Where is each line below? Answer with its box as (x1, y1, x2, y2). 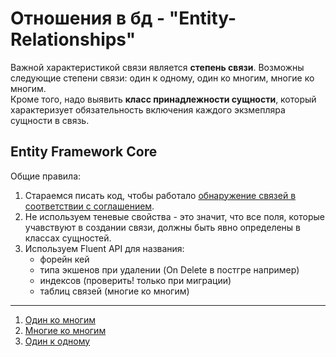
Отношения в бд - (10, 7, 166, 30)
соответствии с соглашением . (24, 200, 155, 212)
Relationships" (10, 28, 137, 51)
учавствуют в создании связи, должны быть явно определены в (24, 221, 301, 233)
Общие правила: (10, 170, 82, 182)
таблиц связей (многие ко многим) (39, 285, 190, 297)
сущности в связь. (10, 114, 90, 126)
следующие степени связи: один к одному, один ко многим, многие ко (10, 72, 315, 84)
